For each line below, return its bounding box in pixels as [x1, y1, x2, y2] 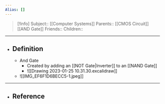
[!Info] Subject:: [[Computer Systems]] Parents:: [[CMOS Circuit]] [17, 21, 149, 26]
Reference [12, 92, 45, 101]
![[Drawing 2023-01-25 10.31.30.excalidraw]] [27, 68, 118, 74]
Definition [12, 45, 43, 53]
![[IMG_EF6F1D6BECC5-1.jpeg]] [19, 73, 84, 79]
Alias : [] [5, 7, 26, 12]
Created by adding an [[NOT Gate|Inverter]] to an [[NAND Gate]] [27, 63, 157, 69]
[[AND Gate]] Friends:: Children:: [17, 26, 83, 32]
